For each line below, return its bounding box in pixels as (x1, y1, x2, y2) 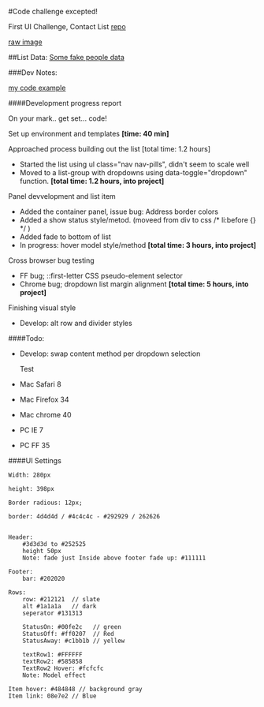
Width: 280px (8, 471, 51, 479)
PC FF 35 (19, 441, 50, 450)
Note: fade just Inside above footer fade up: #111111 (22, 554, 206, 562)
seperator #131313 (22, 609, 83, 617)
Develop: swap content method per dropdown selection (19, 349, 201, 358)
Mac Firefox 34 (19, 395, 69, 404)
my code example (8, 83, 66, 92)
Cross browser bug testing (8, 256, 95, 265)
